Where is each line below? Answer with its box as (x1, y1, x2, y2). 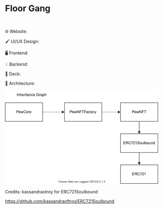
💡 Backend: (5, 61, 28, 67)
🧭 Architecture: (5, 80, 36, 86)
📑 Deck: (5, 71, 21, 77)
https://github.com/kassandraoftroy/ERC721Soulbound (5, 198, 115, 204)
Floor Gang (5, 3, 51, 14)
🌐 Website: (5, 28, 28, 34)
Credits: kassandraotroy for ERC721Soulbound (5, 189, 98, 195)
